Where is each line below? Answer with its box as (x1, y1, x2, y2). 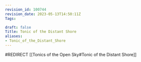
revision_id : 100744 (5, 7, 47, 12)
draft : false (5, 25, 31, 30)
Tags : (5, 16, 16, 21)
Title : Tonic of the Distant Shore (5, 30, 77, 34)
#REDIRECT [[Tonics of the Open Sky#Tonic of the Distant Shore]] (5, 51, 137, 57)
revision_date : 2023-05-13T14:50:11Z (5, 12, 81, 16)
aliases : (5, 34, 23, 39)
